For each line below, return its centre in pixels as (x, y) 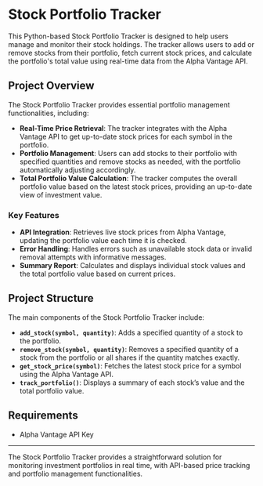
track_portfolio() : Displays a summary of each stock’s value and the (132, 383)
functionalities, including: (49, 113)
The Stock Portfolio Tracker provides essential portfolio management (119, 104)
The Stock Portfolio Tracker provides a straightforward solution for (115, 457)
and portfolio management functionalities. (76, 473)
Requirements (43, 416)
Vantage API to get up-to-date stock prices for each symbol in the (126, 136)
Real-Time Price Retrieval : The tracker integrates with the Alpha (123, 128)
